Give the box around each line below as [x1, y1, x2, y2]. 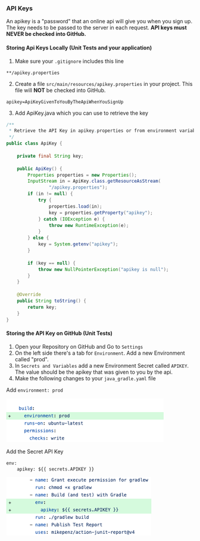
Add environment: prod [6, 386, 64, 394]
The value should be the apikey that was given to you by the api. [14, 368, 173, 376]
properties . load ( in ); [48, 203, 102, 210]
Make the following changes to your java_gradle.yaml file [14, 374, 156, 382]
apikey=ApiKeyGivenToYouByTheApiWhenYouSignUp [6, 99, 124, 105]
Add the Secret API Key [6, 448, 64, 455]
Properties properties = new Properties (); [27, 172, 137, 178]
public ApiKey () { [17, 165, 62, 171]
